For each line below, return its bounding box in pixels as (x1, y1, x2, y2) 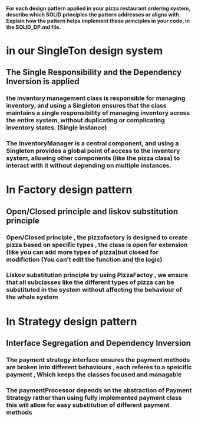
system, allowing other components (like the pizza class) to (6, 154, 180, 162)
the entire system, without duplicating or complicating (6, 116, 165, 125)
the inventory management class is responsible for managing (6, 94, 186, 102)
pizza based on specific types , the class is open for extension (6, 240, 188, 249)
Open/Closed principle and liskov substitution (6, 206, 179, 216)
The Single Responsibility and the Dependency (6, 68, 181, 78)
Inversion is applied (6, 76, 80, 86)
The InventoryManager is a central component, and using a (6, 139, 179, 148)
